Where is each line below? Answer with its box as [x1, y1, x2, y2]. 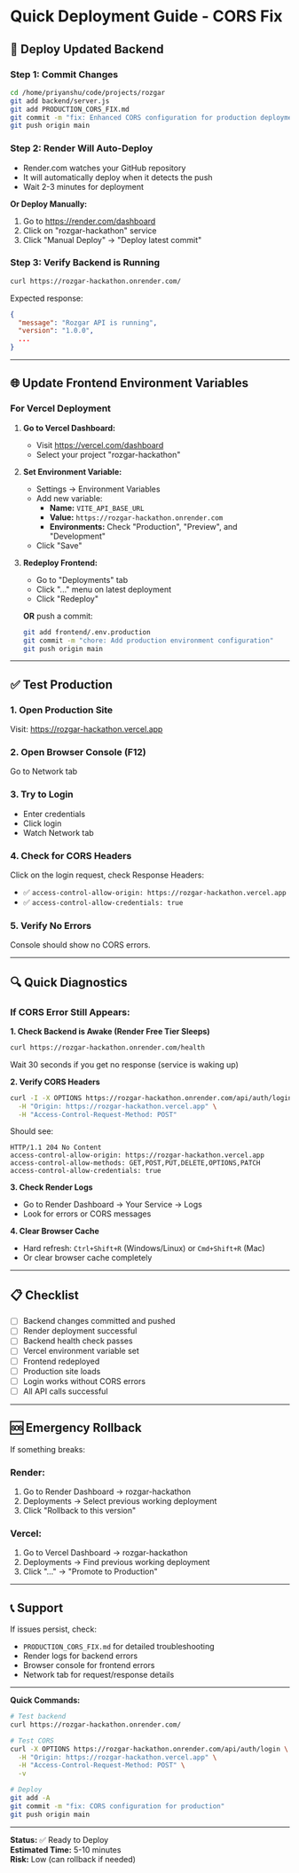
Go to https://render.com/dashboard [22, 216, 156, 226]
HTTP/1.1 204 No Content [10, 1143, 102, 1153]
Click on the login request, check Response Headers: [10, 870, 205, 880]
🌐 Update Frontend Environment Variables [10, 375, 249, 391]
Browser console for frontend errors [22, 1660, 155, 1670]
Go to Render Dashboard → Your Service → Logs [22, 1200, 202, 1210]
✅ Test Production [10, 677, 114, 692]
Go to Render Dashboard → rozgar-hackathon [22, 1486, 192, 1497]
